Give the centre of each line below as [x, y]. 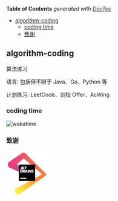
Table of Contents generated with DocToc [59, 9]
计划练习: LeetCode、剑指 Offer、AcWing [58, 94]
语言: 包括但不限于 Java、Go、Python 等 [57, 82]
